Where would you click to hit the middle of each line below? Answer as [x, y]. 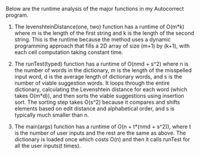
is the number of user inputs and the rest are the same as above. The [100, 133]
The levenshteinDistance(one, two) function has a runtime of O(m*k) [99, 27]
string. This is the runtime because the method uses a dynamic [92, 39]
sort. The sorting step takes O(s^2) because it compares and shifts [97, 102]
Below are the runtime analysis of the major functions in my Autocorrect [95, 9]
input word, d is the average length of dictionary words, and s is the [98, 77]
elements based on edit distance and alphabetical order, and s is [95, 108]
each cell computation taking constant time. [69, 52]
